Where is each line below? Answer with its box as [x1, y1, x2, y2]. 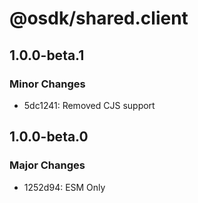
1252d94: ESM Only [23, 181, 106, 193]
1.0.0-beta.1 [9, 47, 85, 64]
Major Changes [9, 158, 86, 172]
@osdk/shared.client [9, 7, 189, 30]
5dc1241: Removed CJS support [23, 99, 156, 111]
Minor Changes [9, 77, 86, 91]
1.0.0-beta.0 [9, 128, 89, 146]
